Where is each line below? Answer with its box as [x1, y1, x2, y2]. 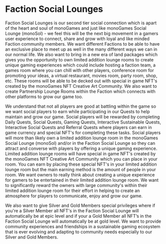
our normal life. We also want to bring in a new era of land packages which [5, 51, 158, 58]
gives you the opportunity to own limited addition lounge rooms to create [5, 57, 154, 62]
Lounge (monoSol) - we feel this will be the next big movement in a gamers [5, 30, 159, 36]
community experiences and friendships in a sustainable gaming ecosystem [5, 223, 161, 229]
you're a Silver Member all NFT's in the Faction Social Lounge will [5, 207, 139, 214]
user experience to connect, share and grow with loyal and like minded [5, 36, 150, 42]
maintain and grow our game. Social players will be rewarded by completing [5, 114, 160, 120]
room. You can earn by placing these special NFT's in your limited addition [5, 161, 157, 167]
